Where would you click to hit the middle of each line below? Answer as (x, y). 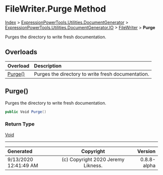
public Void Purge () (26, 112)
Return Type (20, 124)
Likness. (93, 165)
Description (48, 65)
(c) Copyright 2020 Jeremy (93, 159)
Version (146, 151)
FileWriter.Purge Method (56, 9)
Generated (20, 151)
